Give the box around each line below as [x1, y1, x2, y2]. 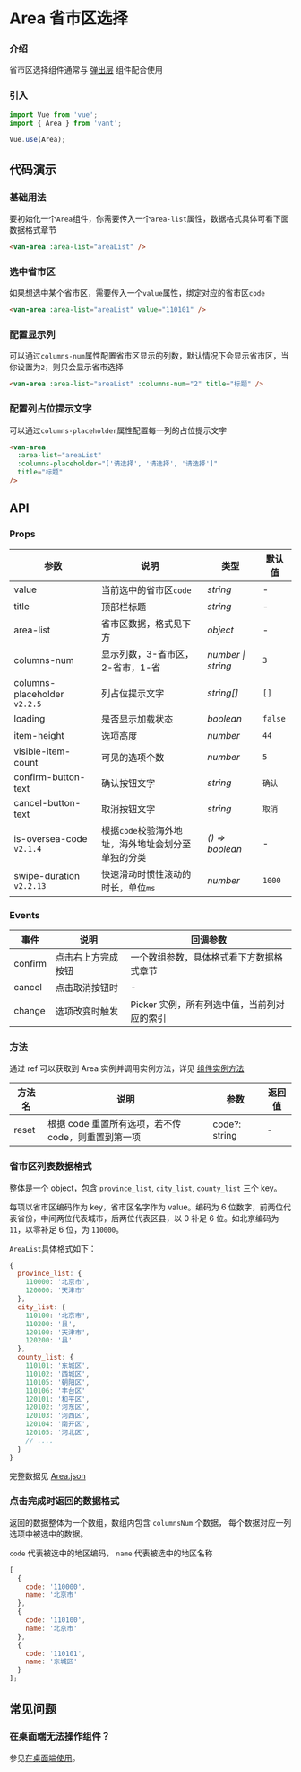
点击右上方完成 [55, 951, 119, 963]
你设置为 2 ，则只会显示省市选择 [9, 361, 124, 373]
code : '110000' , [25, 1582, 87, 1591]
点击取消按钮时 [55, 981, 119, 994]
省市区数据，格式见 [101, 617, 183, 630]
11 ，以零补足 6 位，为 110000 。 [9, 1224, 124, 1235]
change [13, 1004, 47, 1016]
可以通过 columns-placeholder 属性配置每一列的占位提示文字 [9, 424, 228, 436]
